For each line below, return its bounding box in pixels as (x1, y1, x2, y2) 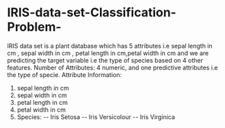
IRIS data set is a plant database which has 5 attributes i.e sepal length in (7, 42, 213, 50)
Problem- (7, 19, 62, 35)
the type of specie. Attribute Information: (7, 70, 122, 79)
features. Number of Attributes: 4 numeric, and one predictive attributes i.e (7, 63, 218, 71)
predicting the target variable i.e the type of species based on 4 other (7, 56, 203, 64)
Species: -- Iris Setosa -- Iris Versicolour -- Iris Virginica (16, 112, 176, 121)
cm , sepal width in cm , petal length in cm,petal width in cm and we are (7, 49, 209, 57)
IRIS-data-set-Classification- (7, 5, 176, 20)
